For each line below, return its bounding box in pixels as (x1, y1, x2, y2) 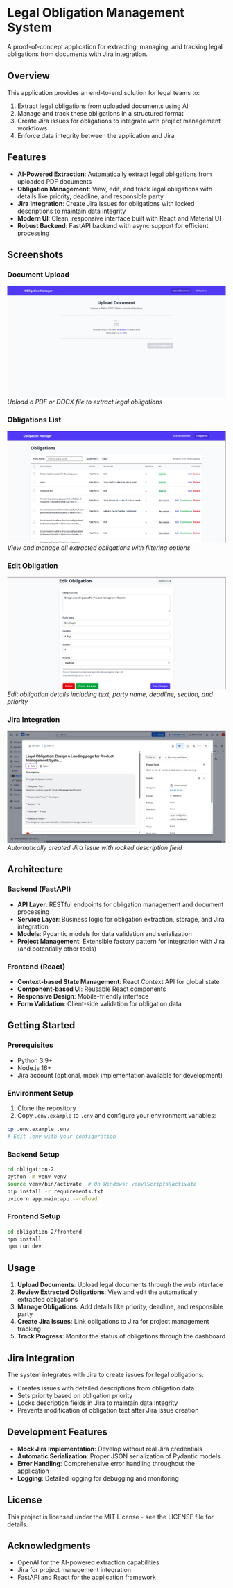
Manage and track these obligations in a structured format (17, 109, 184, 117)
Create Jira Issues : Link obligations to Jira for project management (17, 1318, 209, 1326)
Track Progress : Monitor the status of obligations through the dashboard (17, 1332, 226, 1340)
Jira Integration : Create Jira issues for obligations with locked (17, 199, 195, 207)
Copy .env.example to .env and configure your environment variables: (17, 1112, 216, 1120)
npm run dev (7, 1243, 42, 1250)
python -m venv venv (7, 1173, 67, 1180)
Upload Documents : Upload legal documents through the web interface (17, 1281, 223, 1289)
